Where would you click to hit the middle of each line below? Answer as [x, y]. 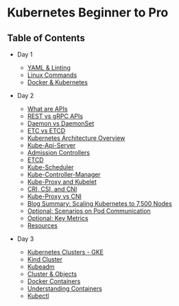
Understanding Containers [65, 289]
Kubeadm [41, 267]
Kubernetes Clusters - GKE [65, 252]
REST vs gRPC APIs [55, 116]
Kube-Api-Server [51, 145]
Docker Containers [54, 281]
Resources [43, 225]
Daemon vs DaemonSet [61, 123]
